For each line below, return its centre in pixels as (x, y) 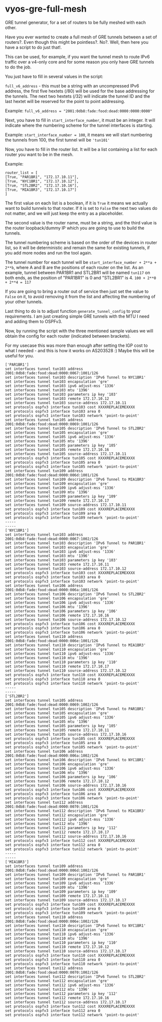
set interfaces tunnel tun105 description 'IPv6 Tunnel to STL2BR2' (75, 428)
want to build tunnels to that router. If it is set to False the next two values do (81, 208)
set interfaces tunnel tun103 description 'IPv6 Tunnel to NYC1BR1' (75, 377)
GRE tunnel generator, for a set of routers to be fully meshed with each (75, 22)
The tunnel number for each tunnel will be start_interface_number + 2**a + (81, 262)
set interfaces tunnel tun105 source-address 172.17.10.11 (66, 454)
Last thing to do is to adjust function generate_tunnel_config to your (73, 311)
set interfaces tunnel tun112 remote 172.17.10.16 (57, 998)
